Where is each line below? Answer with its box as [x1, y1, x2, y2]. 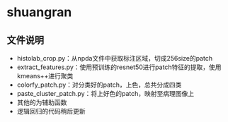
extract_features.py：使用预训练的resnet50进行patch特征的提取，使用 [16, 63, 222, 71]
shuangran [6, 4, 72, 20]
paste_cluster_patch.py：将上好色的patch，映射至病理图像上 [16, 90, 195, 97]
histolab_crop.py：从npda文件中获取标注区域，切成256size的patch [16, 54, 213, 62]
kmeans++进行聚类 [16, 72, 74, 80]
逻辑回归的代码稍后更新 [16, 107, 86, 115]
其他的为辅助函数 [16, 98, 67, 106]
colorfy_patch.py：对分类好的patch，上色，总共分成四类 [16, 80, 182, 89]
